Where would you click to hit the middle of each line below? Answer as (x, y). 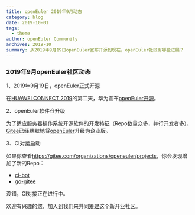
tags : (13, 28)
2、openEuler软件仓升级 (36, 111)
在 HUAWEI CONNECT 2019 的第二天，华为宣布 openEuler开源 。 (83, 99)
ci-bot (22, 175)
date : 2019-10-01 (27, 22)
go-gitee (25, 181)
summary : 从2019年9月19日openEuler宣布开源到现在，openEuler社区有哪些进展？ (95, 50)
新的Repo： (30, 164)
